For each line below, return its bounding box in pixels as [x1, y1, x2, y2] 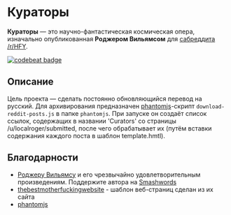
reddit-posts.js [7, 110, 55, 117]
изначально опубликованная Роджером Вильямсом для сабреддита [7, 34, 216, 43]
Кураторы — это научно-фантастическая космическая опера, [7, 27, 195, 36]
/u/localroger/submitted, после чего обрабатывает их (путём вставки [7, 124, 212, 133]
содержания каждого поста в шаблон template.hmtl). [7, 131, 166, 140]
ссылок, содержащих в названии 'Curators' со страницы [7, 117, 176, 125]
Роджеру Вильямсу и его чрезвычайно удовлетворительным [17, 170, 201, 179]
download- [195, 103, 225, 110]
